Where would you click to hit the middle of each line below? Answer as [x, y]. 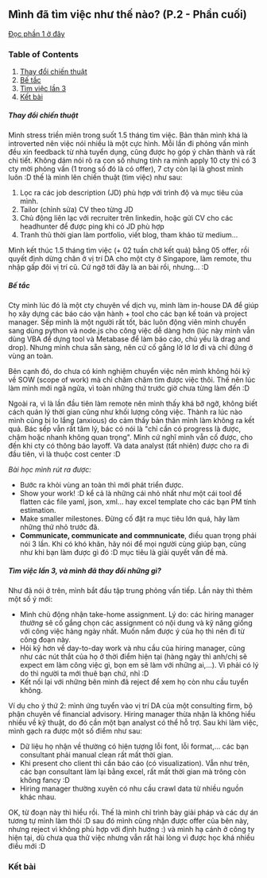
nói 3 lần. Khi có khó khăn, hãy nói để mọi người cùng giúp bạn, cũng [133, 544]
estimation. [38, 510]
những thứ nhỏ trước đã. [59, 527]
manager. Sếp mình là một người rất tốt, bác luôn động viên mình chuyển [127, 322]
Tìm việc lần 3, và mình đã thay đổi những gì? [85, 570]
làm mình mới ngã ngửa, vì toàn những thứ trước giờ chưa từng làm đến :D [129, 388]
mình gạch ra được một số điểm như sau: [75, 731]
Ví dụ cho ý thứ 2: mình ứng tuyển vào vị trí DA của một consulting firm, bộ [130, 706]
